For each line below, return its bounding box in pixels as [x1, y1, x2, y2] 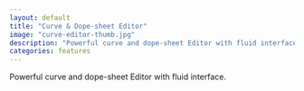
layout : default [9, 13, 71, 23]
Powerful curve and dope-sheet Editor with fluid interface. [9, 71, 226, 82]
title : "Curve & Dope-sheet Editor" [9, 22, 147, 31]
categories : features [9, 47, 91, 56]
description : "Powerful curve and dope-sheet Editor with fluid [9, 38, 257, 48]
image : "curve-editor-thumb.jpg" [9, 30, 136, 39]
